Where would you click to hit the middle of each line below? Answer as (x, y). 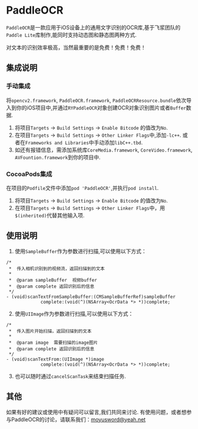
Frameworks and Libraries (57, 143)
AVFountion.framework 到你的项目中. (58, 157)
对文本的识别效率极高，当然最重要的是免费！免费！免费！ (76, 47)
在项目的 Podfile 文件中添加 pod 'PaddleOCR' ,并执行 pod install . (82, 188)
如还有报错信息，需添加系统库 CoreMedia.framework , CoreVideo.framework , (103, 150)
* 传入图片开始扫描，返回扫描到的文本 (50, 331)
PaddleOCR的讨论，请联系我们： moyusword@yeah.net (78, 419)
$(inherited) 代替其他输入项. (49, 215)
